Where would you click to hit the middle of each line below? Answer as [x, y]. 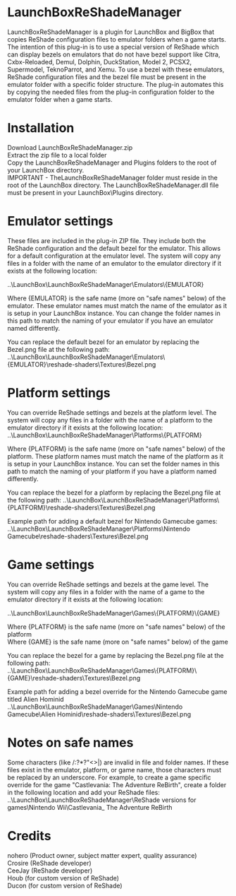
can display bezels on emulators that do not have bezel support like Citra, [114, 54]
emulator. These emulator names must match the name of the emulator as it [117, 305]
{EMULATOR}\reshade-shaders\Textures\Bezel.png [82, 364]
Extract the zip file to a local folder [57, 155]
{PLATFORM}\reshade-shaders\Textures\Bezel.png [81, 507]
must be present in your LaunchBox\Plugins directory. [85, 192]
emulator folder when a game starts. [60, 99]
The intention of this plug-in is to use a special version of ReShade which [113, 47]
